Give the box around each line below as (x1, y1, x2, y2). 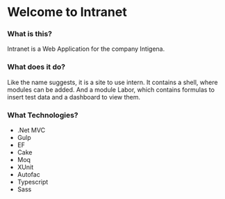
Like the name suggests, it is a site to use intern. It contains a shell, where (7, 78, 218, 86)
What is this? (7, 29, 52, 39)
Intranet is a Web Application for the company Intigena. (7, 45, 165, 53)
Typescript (17, 178, 49, 186)
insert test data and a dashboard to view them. (7, 93, 141, 101)
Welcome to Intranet (7, 4, 127, 20)
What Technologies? (7, 110, 78, 120)
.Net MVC (17, 126, 46, 134)
